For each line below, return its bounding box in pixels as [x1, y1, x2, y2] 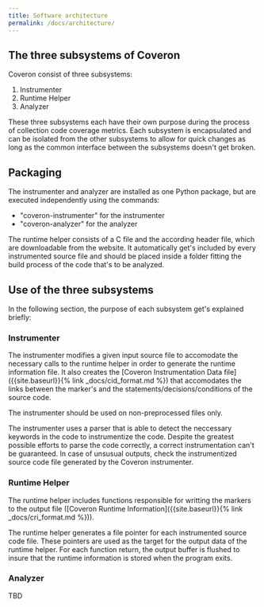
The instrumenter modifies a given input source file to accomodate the [8, 351, 239, 360]
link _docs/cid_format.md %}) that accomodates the [72, 375, 242, 386]
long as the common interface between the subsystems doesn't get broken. [8, 142, 256, 152]
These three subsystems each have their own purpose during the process [8, 117, 250, 127]
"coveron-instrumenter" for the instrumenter [19, 211, 165, 220]
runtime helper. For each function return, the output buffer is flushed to [8, 544, 240, 554]
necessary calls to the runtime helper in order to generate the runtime [8, 359, 236, 368]
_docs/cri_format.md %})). [8, 512, 95, 522]
